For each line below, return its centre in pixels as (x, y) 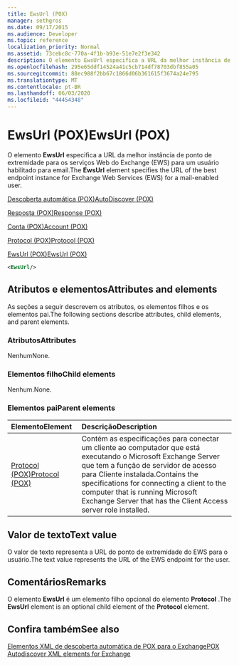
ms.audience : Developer (43, 34)
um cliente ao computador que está (141, 447)
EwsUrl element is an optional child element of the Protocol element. (108, 607)
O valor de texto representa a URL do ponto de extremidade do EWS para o (118, 552)
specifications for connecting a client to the (154, 483)
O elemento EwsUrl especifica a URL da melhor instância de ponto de (110, 155)
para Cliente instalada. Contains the (140, 474)
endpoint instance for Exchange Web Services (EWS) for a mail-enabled (113, 177)
